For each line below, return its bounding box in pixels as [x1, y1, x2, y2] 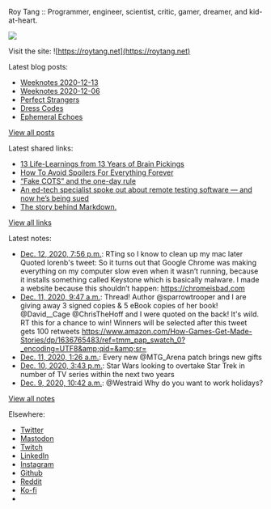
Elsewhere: [8, 409, 46, 419]
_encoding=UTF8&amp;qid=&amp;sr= [19, 344, 147, 353]
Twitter [19, 425, 44, 435]
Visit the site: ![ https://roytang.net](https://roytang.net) [8, 46, 191, 56]
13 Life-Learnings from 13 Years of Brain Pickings [19, 159, 184, 168]
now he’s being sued [19, 193, 89, 203]
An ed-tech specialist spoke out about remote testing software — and [19, 185, 252, 194]
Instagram [19, 460, 54, 469]
